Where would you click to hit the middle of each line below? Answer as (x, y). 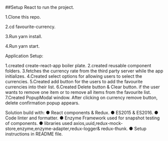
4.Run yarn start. (23, 46)
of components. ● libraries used (39, 123)
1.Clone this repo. (23, 17)
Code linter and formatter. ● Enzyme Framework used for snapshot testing (82, 118)
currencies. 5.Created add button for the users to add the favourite (74, 82)
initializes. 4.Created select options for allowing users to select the (74, 76)
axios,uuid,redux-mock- (98, 123)
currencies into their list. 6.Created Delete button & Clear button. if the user (82, 87)
